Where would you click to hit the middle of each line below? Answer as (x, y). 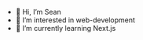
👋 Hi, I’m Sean (38, 12)
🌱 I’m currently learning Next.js (66, 28)
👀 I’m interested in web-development (75, 20)
